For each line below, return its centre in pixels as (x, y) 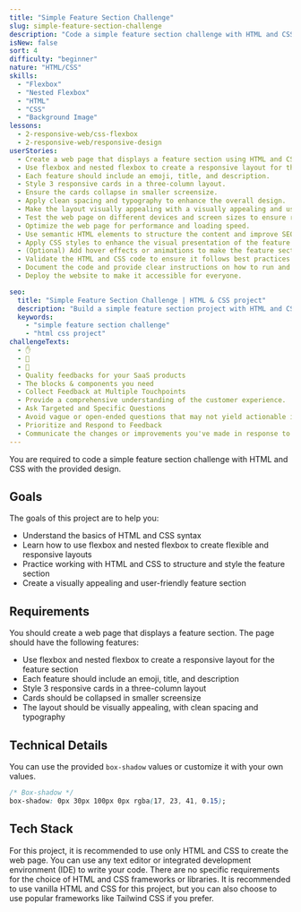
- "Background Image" (58, 117)
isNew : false (34, 43)
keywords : (35, 317)
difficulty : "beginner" (54, 59)
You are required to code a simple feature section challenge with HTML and (149, 459)
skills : (24, 76)
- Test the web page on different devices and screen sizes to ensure (152, 217)
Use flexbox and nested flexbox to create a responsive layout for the (148, 660)
